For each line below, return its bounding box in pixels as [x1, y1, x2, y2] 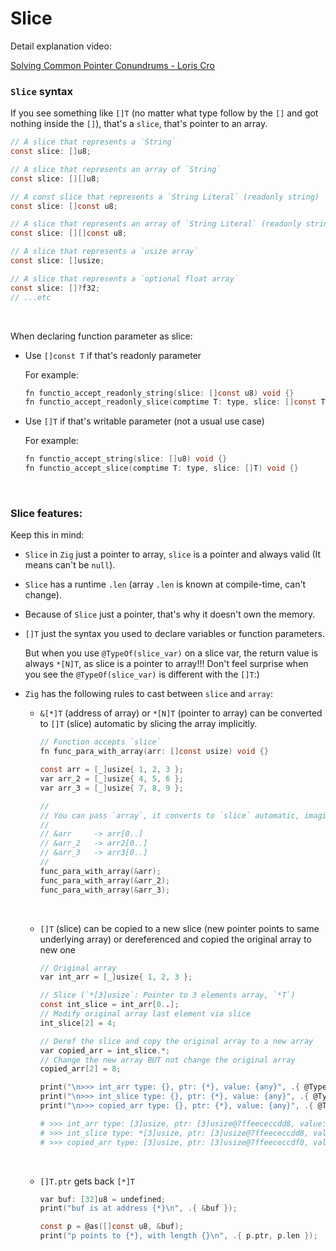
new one [39, 943, 76, 956]
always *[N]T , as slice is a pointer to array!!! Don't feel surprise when [24, 658, 309, 670]
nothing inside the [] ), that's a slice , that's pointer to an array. [10, 118, 268, 130]
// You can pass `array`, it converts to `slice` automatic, [39, 810, 300, 821]
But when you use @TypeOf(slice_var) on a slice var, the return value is [24, 647, 319, 659]
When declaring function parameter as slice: [10, 330, 193, 342]
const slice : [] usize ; [10, 256, 105, 266]
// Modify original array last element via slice [39, 1009, 252, 1019]
